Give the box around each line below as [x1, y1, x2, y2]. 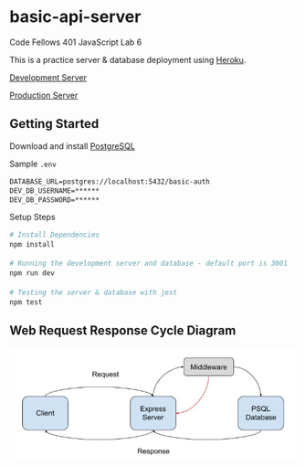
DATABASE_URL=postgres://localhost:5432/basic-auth [9, 176, 210, 186]
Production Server [9, 90, 79, 101]
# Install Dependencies [9, 230, 100, 239]
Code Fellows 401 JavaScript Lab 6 [9, 37, 142, 48]
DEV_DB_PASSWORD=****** [9, 195, 100, 205]
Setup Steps [9, 211, 57, 222]
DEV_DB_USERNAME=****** [9, 185, 100, 196]
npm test [9, 297, 43, 307]
